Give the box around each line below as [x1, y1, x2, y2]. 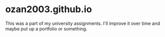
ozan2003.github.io [5, 4, 92, 15]
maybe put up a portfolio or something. [5, 25, 88, 31]
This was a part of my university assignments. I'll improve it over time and [5, 20, 160, 26]
